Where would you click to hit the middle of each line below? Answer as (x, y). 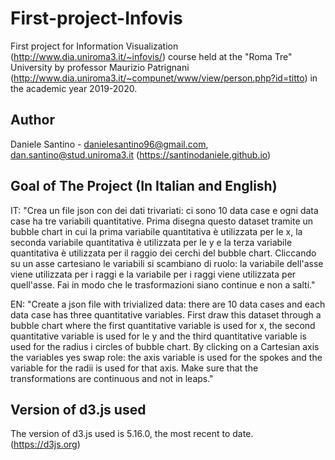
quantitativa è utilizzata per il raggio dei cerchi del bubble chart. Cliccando (163, 253)
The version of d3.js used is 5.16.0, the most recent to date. (132, 434)
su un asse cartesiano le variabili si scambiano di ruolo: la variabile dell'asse (167, 263)
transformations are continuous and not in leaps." (112, 378)
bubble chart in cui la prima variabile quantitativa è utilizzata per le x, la (156, 231)
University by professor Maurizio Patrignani (100, 67)
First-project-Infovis (96, 18)
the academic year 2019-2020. (74, 88)
